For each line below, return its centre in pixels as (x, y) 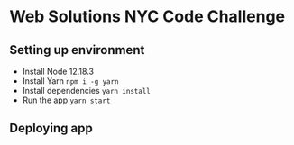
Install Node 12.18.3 (58, 71)
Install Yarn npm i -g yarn (70, 81)
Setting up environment (77, 50)
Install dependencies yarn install (86, 91)
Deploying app (51, 128)
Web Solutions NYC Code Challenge (147, 17)
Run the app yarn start (66, 100)
